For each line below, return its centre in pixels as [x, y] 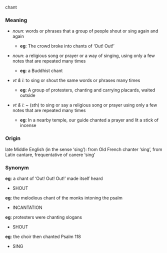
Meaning [16, 20]
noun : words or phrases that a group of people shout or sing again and [85, 31]
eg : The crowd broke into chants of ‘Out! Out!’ [67, 46]
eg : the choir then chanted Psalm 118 [43, 236]
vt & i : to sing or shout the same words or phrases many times [76, 80]
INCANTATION [27, 207]
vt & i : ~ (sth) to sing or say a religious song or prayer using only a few [85, 105]
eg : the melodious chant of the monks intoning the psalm [64, 197]
